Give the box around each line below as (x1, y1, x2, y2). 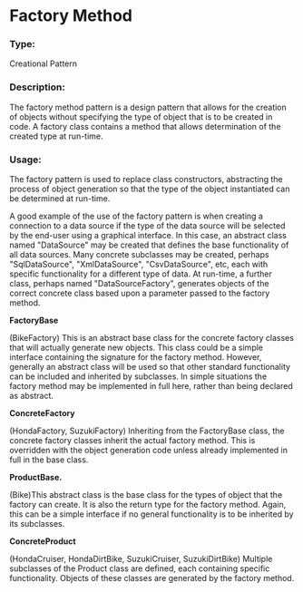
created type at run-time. (9, 131, 103, 141)
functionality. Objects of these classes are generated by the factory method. (9, 573, 295, 584)
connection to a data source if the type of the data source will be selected (9, 220, 286, 231)
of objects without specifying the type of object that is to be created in (9, 111, 273, 122)
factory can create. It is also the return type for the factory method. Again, (9, 500, 287, 510)
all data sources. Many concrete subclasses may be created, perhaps (9, 249, 269, 260)
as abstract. (9, 391, 54, 402)
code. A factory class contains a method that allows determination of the (9, 121, 281, 131)
